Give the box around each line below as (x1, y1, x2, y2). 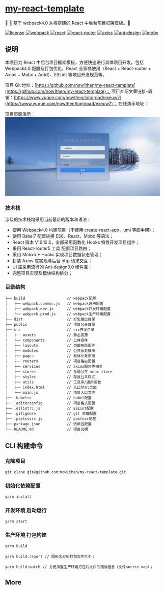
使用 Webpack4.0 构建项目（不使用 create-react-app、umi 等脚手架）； (12, 227, 156, 233)
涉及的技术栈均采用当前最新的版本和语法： (5, 216, 91, 222)
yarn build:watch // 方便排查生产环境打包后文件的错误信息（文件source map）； (5, 564, 154, 569)
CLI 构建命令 (5, 442, 43, 450)
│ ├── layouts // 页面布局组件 (5, 343, 96, 348)
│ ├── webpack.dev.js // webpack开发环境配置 (5, 307, 111, 312)
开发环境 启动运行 (5, 507, 47, 514)
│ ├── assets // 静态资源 (5, 333, 88, 338)
